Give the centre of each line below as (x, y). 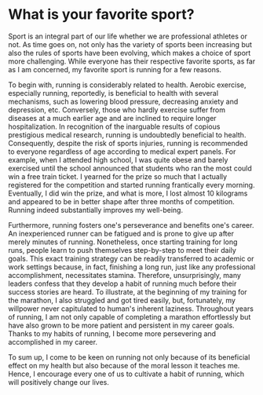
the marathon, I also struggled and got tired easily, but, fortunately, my (122, 300)
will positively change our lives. (59, 382)
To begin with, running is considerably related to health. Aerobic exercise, (127, 85)
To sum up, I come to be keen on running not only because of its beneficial (129, 357)
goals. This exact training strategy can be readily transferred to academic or (131, 258)
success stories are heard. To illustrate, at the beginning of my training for (128, 291)
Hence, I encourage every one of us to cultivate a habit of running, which (126, 374)
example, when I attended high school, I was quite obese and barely (118, 159)
